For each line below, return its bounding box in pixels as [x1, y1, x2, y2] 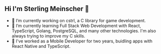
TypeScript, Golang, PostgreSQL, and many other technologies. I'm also [11, 27, 157, 34]
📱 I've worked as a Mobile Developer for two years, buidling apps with [11, 38, 153, 44]
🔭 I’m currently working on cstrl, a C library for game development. [11, 17, 146, 23]
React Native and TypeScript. [11, 43, 71, 49]
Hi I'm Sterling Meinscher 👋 [4, 5, 89, 13]
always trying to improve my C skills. [11, 33, 86, 39]
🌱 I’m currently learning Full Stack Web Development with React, [11, 23, 141, 28]
